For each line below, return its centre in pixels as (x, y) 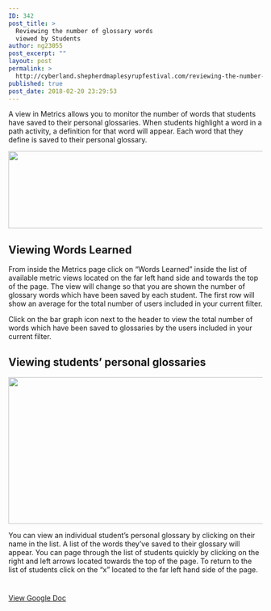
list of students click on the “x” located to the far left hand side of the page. (133, 570)
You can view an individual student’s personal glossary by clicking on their (132, 535)
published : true (35, 83)
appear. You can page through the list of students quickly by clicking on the (134, 552)
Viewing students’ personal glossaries (107, 362)
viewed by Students (48, 38)
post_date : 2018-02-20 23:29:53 (63, 91)
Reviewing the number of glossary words (84, 31)
